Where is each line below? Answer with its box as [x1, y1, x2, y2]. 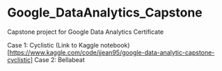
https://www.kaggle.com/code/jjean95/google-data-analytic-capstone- [9, 48, 215, 57]
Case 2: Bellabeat [34, 55, 85, 63]
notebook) [100, 41, 130, 49]
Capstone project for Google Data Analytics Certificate [7, 28, 164, 36]
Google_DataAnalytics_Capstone [7, 5, 203, 21]
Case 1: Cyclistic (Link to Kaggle [7, 41, 100, 49]
